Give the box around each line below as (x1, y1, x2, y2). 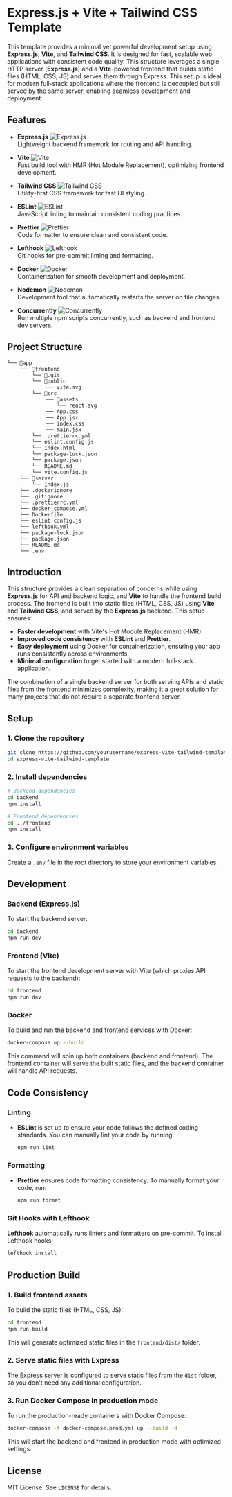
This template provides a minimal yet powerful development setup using (7, 42, 213, 51)
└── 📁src (32, 389, 57, 396)
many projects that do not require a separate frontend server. (7, 692, 182, 701)
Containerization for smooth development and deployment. (17, 272, 186, 280)
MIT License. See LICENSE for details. (7, 1483, 112, 1491)
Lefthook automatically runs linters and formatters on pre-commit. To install (7, 1229, 223, 1238)
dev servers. (17, 321, 53, 329)
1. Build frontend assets (7, 1290, 88, 1299)
